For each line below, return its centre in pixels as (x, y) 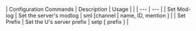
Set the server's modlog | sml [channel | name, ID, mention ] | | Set (102, 15)
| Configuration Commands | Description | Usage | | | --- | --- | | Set (91, 9)
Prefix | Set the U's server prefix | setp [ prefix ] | (67, 22)
